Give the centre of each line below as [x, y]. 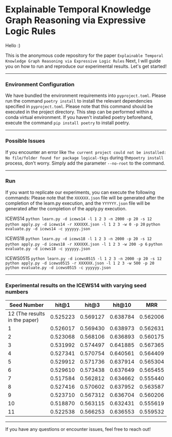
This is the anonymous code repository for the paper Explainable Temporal [84, 55]
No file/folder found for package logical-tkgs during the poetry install [84, 157]
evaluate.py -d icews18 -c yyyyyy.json [48, 249]
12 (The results [26, 314]
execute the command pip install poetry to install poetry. [68, 123]
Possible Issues [25, 141]
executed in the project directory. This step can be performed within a [79, 112]
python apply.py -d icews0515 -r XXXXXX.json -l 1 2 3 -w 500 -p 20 [80, 263]
